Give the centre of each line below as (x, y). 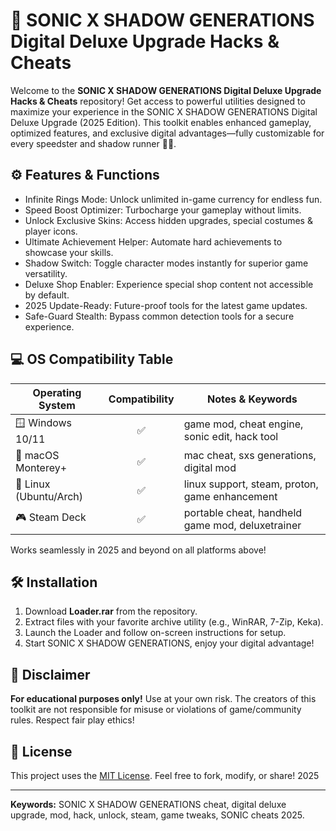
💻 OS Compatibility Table (92, 359)
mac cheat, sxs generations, (250, 455)
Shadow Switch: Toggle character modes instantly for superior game (166, 263)
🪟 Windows (44, 422)
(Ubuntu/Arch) (49, 496)
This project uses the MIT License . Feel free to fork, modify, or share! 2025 (165, 775)
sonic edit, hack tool (231, 437)
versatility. (46, 273)
